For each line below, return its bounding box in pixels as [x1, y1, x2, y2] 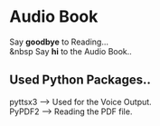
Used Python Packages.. [9, 73, 152, 88]
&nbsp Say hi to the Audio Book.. [9, 45, 133, 56]
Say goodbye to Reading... [9, 36, 108, 47]
